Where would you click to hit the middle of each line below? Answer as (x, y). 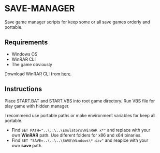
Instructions (23, 89)
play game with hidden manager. (37, 106)
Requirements (26, 42)
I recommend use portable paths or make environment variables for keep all (80, 115)
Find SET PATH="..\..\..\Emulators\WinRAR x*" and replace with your (81, 130)
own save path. (27, 145)
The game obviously (32, 64)
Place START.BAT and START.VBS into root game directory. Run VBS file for (80, 101)
